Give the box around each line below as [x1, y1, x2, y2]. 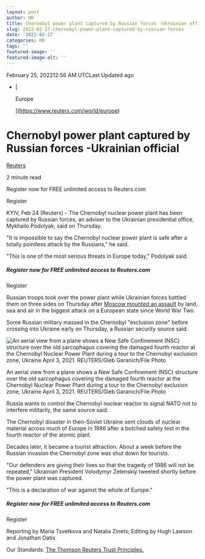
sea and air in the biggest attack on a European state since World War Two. [6, 307, 195, 314]
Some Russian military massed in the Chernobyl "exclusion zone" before [6, 318, 189, 326]
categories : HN [6, 37, 45, 43]
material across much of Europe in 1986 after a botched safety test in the [6, 424, 190, 432]
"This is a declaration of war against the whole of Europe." [6, 486, 153, 493]
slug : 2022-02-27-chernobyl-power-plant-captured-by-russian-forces [6, 26, 184, 32]
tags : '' [6, 43, 29, 50]
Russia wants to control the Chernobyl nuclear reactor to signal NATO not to [6, 399, 197, 407]
